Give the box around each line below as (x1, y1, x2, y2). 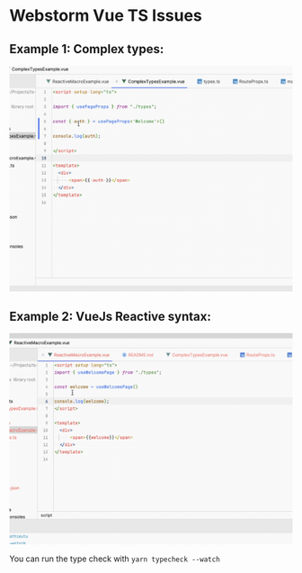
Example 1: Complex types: (9, 41, 164, 57)
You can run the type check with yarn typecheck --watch (9, 553, 220, 564)
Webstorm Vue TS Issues (9, 5, 202, 26)
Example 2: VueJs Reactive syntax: (9, 308, 211, 324)
